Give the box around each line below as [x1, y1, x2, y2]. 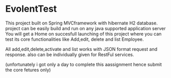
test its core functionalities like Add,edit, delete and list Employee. [5, 36, 144, 42]
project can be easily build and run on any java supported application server [5, 25, 166, 31]
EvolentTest [5, 3, 57, 15]
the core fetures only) [5, 67, 51, 73]
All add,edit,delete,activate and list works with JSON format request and [5, 46, 158, 52]
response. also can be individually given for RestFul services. [5, 51, 134, 58]
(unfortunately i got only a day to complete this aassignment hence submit [5, 61, 162, 67]
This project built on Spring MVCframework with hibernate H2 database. [5, 20, 158, 26]
